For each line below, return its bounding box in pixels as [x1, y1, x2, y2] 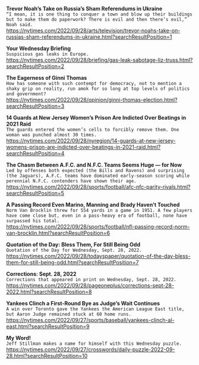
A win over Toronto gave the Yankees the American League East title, [6, 306, 185, 312]
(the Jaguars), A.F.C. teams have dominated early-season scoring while [6, 173, 190, 179]
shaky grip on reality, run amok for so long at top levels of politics [6, 86, 190, 92]
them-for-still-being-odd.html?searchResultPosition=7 [6, 259, 139, 266]
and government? [6, 91, 46, 97]
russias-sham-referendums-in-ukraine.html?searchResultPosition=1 [6, 33, 172, 40]
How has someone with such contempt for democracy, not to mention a [6, 80, 182, 86]
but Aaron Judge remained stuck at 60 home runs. [6, 311, 132, 317]
